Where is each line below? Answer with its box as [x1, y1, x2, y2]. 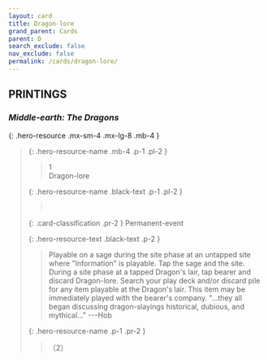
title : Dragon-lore [8, 20, 75, 28]
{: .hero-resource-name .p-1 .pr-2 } [28, 326, 146, 336]
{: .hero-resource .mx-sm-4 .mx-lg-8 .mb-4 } [8, 130, 160, 140]
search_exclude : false [8, 42, 85, 50]
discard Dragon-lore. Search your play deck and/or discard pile [48, 275, 261, 285]
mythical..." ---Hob [48, 310, 112, 320]
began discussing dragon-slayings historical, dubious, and [48, 301, 245, 311]
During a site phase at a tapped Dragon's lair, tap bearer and [48, 266, 252, 277]
